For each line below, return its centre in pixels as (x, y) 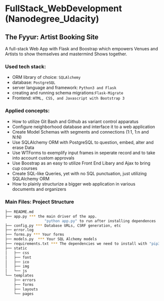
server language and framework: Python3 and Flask (64, 88)
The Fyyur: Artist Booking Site (52, 37)
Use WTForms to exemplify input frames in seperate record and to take (83, 153)
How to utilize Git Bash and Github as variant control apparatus (75, 121)
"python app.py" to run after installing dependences (100, 221)
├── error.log (20, 230)
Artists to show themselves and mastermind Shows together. (66, 54)
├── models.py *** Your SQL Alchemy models (51, 239)
